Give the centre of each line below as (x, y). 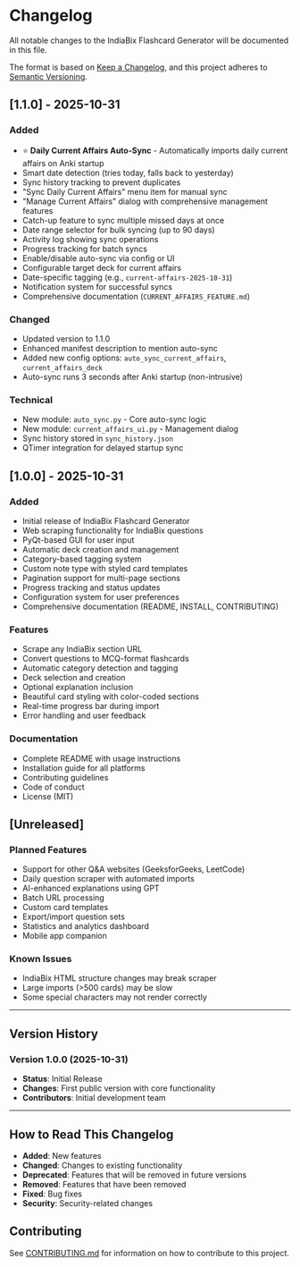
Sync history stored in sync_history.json (98, 438)
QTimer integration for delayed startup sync (103, 448)
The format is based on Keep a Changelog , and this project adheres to (138, 67)
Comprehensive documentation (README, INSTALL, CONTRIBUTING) (150, 606)
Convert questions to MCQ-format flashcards (105, 659)
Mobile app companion (64, 936)
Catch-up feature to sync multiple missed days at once (123, 220)
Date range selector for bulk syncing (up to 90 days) (119, 230)
